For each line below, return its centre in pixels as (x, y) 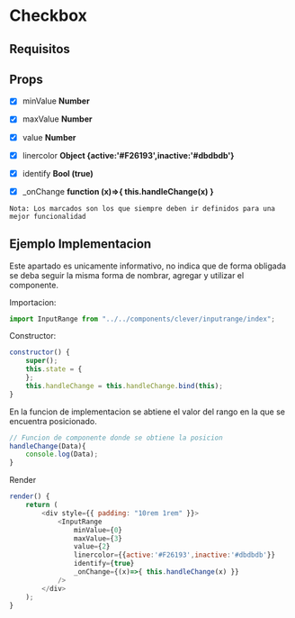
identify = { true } (104, 564)
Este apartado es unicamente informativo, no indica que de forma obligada (147, 266)
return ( (42, 505)
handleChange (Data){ (48, 446)
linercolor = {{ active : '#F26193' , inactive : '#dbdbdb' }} (174, 555)
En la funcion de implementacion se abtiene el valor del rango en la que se (147, 412)
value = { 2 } (92, 547)
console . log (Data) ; (62, 454)
